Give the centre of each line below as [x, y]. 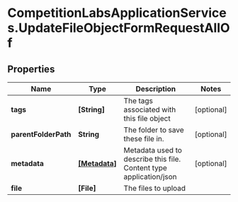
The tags [138, 101]
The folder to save [154, 130]
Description [156, 89]
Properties [31, 69]
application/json [150, 177]
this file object [147, 118]
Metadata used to [153, 150]
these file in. [144, 139]
